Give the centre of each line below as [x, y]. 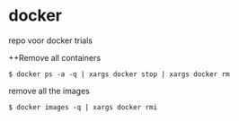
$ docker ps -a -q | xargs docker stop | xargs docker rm [119, 74]
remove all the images [49, 91]
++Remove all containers [54, 57]
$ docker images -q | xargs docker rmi [83, 107]
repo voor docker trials [51, 40]
